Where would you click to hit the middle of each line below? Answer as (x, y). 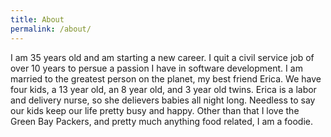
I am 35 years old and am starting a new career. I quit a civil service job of (162, 57)
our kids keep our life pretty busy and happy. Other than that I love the (155, 110)
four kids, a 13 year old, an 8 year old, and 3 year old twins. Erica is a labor (163, 89)
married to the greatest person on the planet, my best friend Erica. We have (166, 78)
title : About (37, 19)
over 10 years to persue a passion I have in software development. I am (156, 68)
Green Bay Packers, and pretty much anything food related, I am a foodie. (162, 121)
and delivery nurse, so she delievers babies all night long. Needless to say (163, 100)
